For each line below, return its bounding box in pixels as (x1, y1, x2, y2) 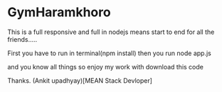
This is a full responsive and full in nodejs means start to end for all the (7, 28, 215, 36)
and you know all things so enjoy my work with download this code (7, 62, 204, 71)
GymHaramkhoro (7, 4, 112, 21)
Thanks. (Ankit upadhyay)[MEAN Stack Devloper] (7, 76, 153, 85)
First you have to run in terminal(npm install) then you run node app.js (7, 49, 211, 57)
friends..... (7, 35, 38, 43)
